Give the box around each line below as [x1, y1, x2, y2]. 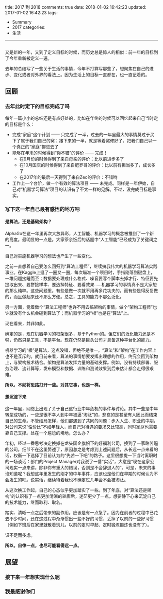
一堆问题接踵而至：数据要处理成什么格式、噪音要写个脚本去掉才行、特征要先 [5, 275, 158, 281]
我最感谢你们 [5, 588, 35, 595]
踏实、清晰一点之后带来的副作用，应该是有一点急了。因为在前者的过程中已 [5, 510, 154, 516]
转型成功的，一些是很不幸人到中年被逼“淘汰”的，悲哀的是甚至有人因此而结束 [5, 412, 158, 417]
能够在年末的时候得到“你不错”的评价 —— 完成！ [12, 150, 108, 156]
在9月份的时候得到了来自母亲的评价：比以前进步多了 [19, 156, 125, 162]
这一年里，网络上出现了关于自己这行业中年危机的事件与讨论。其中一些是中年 [5, 406, 158, 412]
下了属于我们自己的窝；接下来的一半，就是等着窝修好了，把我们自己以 [12, 138, 153, 144]
